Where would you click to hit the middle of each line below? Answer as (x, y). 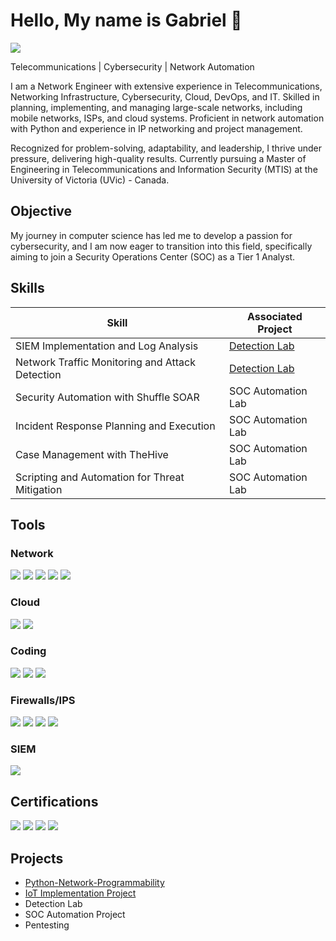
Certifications (54, 801)
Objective (41, 211)
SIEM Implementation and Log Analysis (107, 346)
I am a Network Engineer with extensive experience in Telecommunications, (166, 86)
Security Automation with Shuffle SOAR (107, 397)
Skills (27, 288)
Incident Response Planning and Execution (115, 426)
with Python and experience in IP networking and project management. (156, 128)
